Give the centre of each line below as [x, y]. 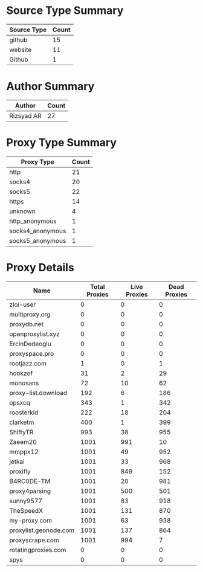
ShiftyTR [21, 432]
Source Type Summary [65, 11]
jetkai [17, 461]
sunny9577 [26, 501]
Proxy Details [40, 268]
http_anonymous [33, 221]
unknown [22, 211]
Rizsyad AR [25, 115]
